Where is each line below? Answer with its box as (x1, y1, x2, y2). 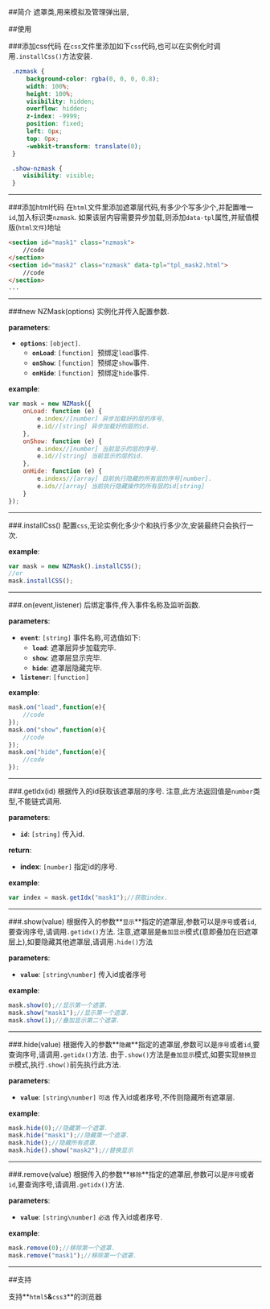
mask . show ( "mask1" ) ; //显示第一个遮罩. (8, 1009, 130, 1017)
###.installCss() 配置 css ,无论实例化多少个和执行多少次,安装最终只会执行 (8, 520, 247, 530)
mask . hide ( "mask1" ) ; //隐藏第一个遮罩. (8, 1131, 130, 1140)
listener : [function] (19, 672, 90, 682)
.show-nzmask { (11, 164, 63, 172)
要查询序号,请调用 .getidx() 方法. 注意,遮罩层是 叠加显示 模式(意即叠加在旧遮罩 (8, 926, 259, 936)
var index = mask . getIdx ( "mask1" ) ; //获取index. (8, 893, 169, 901)
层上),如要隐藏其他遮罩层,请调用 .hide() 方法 (8, 937, 153, 947)
